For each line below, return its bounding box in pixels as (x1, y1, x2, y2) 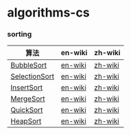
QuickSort (10, 105, 43, 115)
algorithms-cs (7, 5, 91, 21)
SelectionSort (10, 72, 55, 81)
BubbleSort (10, 61, 47, 70)
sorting (7, 30, 32, 39)
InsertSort (10, 83, 43, 92)
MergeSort (10, 94, 46, 104)
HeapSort (10, 116, 42, 126)
